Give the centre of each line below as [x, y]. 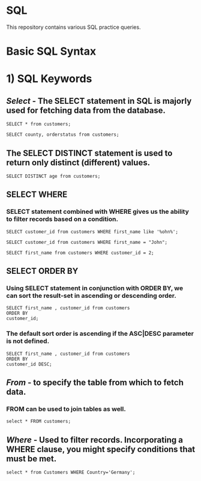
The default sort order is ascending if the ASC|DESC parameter [100, 334]
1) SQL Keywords [49, 79]
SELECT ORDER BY [42, 271]
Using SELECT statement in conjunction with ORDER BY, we [95, 288]
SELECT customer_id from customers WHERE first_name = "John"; [87, 242]
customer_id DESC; [29, 364]
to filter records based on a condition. [62, 219]
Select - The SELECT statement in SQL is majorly [99, 101]
